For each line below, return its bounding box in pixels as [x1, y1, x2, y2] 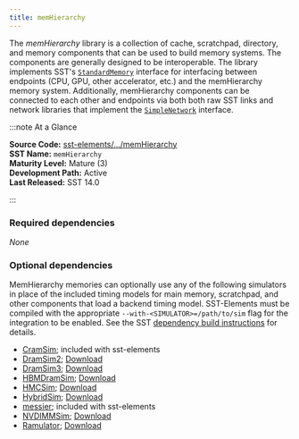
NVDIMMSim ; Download [21, 410, 112, 421]
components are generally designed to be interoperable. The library [9, 56, 259, 67]
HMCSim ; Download [21, 382, 97, 393]
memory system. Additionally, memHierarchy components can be [9, 85, 250, 96]
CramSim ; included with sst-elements [21, 344, 161, 355]
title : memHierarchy [9, 13, 87, 22]
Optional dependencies [9, 258, 113, 271]
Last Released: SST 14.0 [9, 176, 100, 188]
